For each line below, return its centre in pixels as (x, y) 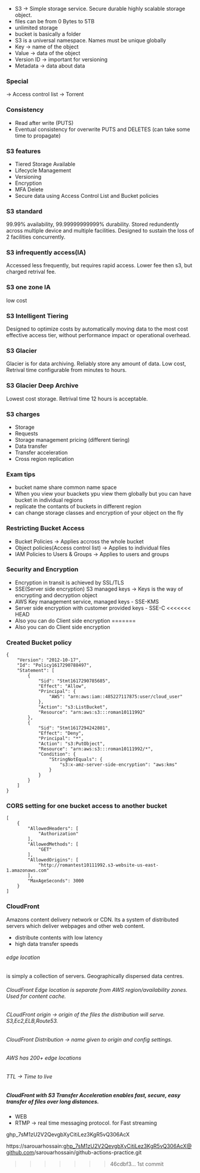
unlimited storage (36, 28)
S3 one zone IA (28, 288)
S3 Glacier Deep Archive (42, 386)
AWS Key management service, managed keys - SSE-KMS (87, 601)
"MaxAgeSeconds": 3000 (56, 881)
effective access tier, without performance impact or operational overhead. (99, 335)
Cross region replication (44, 459)
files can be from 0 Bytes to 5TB (55, 21)
